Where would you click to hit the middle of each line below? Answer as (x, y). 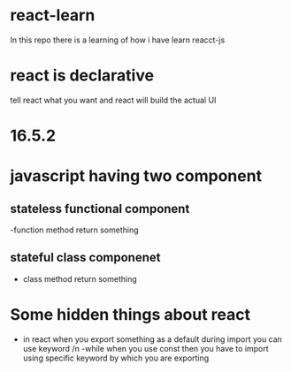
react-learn (53, 15)
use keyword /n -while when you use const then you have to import (145, 348)
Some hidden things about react (130, 315)
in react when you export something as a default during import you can (152, 339)
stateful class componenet (85, 258)
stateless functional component (100, 209)
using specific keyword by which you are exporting (116, 358)
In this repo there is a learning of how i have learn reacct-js (118, 40)
